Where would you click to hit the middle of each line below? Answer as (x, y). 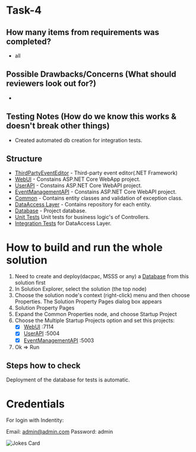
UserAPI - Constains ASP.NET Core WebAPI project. (78, 186)
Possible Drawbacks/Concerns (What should (91, 74)
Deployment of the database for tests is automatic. (68, 380)
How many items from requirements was (83, 32)
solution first (30, 283)
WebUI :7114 (39, 327)
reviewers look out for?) (51, 84)
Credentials (36, 404)
